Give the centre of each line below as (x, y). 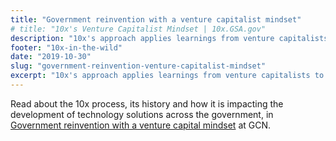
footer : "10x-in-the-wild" (66, 47)
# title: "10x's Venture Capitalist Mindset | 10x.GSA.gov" (138, 29)
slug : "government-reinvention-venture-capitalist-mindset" (138, 66)
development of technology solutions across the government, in (142, 114)
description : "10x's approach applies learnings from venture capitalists (169, 38)
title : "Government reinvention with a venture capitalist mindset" (156, 19)
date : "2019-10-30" (51, 57)
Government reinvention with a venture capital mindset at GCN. (141, 125)
